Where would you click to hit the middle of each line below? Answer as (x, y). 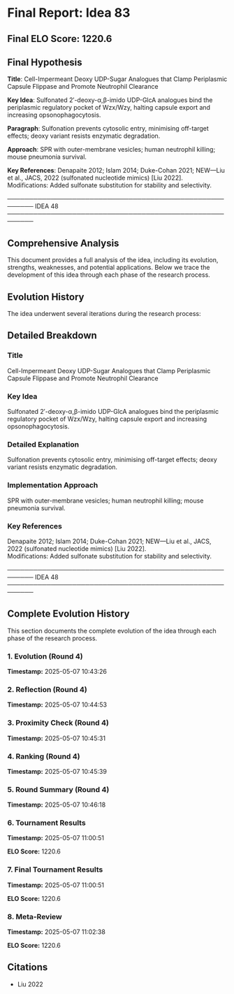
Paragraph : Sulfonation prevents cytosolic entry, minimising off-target (108, 129)
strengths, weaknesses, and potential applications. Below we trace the (109, 268)
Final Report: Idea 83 (69, 13)
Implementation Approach (53, 485)
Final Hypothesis (45, 62)
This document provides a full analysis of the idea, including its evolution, (113, 260)
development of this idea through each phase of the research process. (109, 275)
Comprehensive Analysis (63, 243)
